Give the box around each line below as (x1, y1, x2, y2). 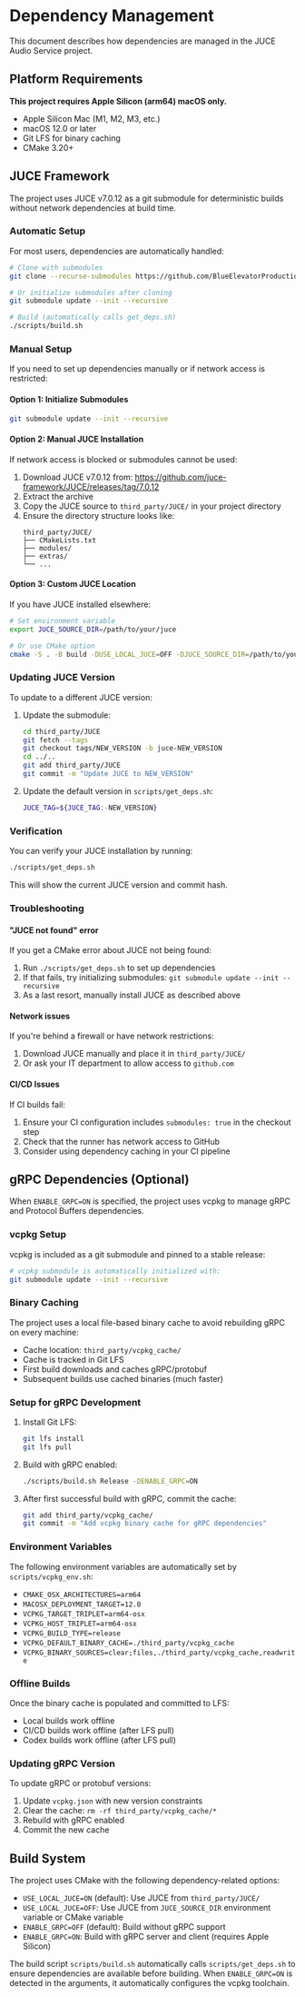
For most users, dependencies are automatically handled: (9, 245, 224, 256)
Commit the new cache (22, 1824, 110, 1835)
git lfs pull (22, 1442, 73, 1452)
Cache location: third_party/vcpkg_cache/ (22, 1344, 182, 1355)
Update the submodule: (22, 710, 112, 720)
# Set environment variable (9, 616, 116, 625)
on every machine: (9, 1326, 79, 1337)
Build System (9, 1851, 86, 1866)
